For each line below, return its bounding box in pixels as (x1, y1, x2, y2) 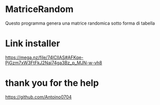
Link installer (5, 38, 60, 49)
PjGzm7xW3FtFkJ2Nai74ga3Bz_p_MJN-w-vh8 (5, 59, 102, 66)
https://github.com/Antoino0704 (5, 94, 72, 100)
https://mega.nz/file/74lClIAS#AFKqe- (5, 54, 84, 60)
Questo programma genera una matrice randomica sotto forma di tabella (5, 20, 155, 26)
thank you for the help (5, 77, 99, 89)
